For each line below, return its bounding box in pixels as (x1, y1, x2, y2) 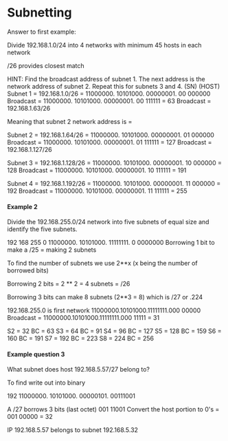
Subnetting (7, 5, 72, 21)
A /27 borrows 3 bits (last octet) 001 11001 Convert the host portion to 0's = (7, 405, 220, 413)
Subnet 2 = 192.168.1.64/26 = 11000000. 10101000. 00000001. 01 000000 (7, 131, 215, 139)
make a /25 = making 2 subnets (7, 246, 97, 254)
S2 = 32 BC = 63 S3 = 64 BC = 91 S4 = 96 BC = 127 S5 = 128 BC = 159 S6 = (7, 327, 222, 335)
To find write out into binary (7, 378, 86, 387)
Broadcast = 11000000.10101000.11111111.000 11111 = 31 (7, 314, 160, 322)
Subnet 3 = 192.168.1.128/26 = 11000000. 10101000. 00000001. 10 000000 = (7, 158, 222, 166)
